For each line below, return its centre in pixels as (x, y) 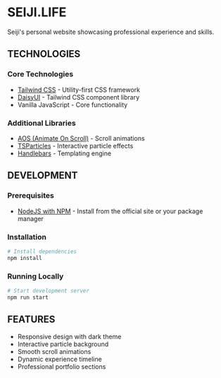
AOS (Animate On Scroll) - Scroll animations (81, 138)
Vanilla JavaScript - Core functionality (72, 105)
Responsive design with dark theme (69, 336)
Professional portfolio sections (62, 366)
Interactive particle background (63, 344)
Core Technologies (40, 74)
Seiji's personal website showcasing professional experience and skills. (111, 32)
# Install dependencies (42, 252)
